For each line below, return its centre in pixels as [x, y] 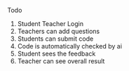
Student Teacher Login [50, 24]
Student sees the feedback [56, 53]
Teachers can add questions [59, 31]
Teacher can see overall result [61, 61]
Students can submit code [55, 39]
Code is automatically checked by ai [70, 46]
